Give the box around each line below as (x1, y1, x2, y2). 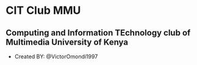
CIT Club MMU (5, 4, 81, 17)
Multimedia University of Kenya (5, 37, 129, 47)
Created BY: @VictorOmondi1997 (14, 53, 98, 60)
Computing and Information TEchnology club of (5, 28, 191, 38)
